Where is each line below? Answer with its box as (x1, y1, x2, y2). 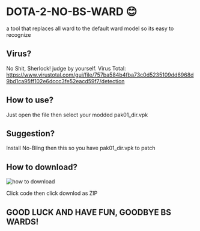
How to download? (6, 162, 78, 172)
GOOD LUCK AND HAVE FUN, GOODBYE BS (6, 207, 172, 217)
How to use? (6, 95, 54, 106)
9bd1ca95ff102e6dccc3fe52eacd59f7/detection (6, 77, 125, 84)
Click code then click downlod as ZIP (6, 189, 98, 197)
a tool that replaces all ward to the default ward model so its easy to (6, 25, 174, 32)
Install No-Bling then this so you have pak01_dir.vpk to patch (6, 144, 156, 152)
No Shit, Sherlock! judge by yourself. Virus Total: (6, 65, 126, 72)
